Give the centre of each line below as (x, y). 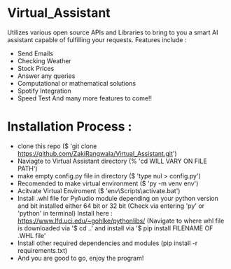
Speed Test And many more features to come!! (85, 98)
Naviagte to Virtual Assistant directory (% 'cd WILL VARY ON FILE (112, 161)
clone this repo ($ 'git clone (57, 146)
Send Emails (35, 53)
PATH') (27, 168)
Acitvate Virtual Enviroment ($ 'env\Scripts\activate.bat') (99, 190)
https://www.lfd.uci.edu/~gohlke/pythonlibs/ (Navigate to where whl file (121, 221)
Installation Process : (70, 127)
